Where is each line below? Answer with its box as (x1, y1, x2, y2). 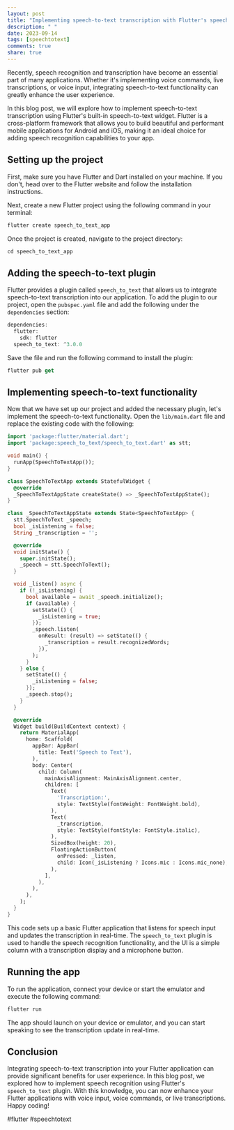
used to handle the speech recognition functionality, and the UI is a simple (7, 938, 220, 946)
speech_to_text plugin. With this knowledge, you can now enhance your (7, 1087, 214, 1095)
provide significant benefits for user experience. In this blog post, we (7, 1072, 205, 1080)
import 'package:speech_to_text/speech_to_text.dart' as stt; (7, 440, 192, 447)
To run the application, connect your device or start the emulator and (7, 985, 205, 993)
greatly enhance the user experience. (7, 90, 115, 98)
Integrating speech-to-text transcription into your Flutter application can (7, 1064, 214, 1073)
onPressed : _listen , (56, 853, 117, 860)
